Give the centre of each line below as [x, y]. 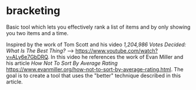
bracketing [33, 11]
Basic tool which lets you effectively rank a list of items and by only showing [98, 27]
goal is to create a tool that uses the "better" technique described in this [94, 75]
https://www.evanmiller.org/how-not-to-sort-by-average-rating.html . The [95, 69]
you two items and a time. [37, 33]
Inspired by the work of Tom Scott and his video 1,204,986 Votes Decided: [96, 44]
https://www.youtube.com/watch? [117, 50]
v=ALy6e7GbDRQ [27, 57]
